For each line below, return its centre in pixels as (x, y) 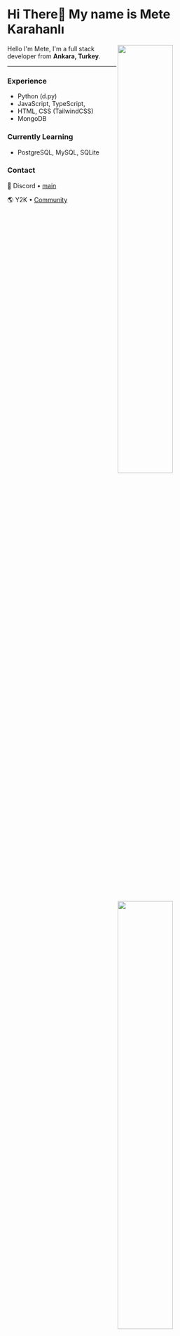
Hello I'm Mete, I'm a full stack (51, 48)
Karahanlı (36, 29)
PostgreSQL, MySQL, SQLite (58, 152)
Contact (21, 170)
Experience (27, 81)
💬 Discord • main (32, 185)
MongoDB (32, 119)
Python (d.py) (37, 96)
